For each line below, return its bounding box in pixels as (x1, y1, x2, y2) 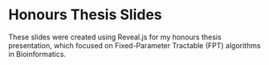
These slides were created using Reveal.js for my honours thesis (8, 32, 222, 42)
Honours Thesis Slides (8, 6, 162, 24)
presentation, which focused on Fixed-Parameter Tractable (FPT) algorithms (8, 40, 261, 50)
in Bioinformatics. (8, 49, 67, 59)
